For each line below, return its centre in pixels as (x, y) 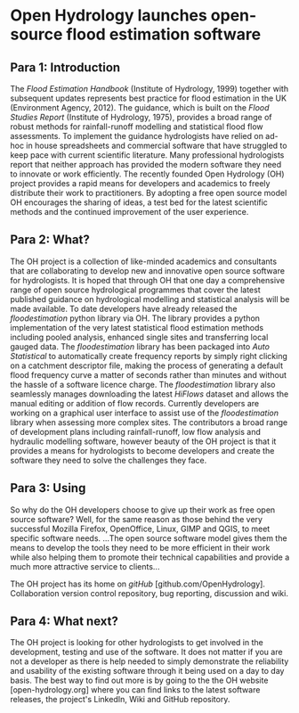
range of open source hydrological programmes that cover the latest (135, 290)
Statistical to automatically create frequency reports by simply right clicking (149, 356)
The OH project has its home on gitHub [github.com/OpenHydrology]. (138, 584)
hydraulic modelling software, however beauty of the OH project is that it (143, 441)
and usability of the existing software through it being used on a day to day (147, 671)
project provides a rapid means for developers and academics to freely (140, 183)
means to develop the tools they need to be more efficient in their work (140, 547)
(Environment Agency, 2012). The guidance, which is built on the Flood (140, 107)
